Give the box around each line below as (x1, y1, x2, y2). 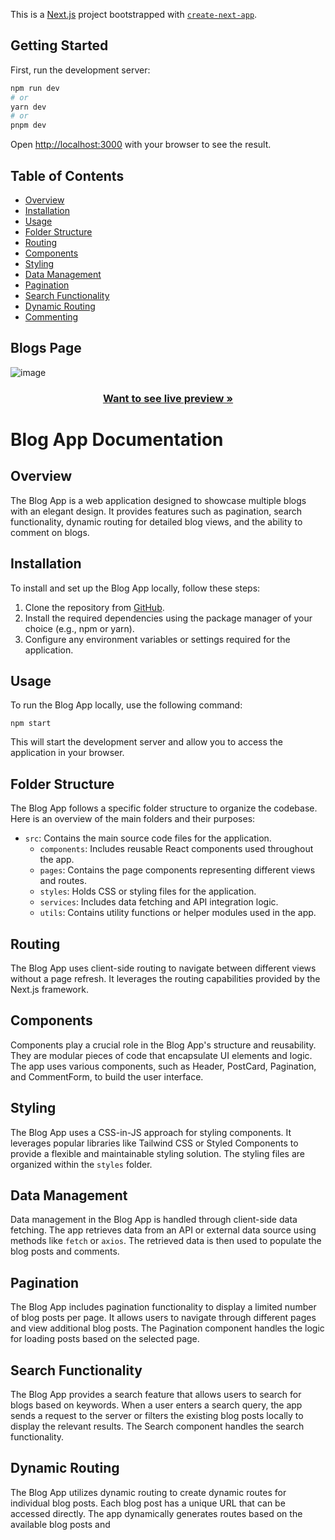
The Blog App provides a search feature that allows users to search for (10, 1389, 302, 1401)
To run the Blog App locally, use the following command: (10, 699, 243, 711)
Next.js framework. (10, 983, 89, 995)
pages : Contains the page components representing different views (39, 864, 316, 876)
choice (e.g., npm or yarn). (24, 622, 135, 634)
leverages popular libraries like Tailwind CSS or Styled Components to (10, 1137, 299, 1149)
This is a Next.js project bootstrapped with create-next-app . (10, 9, 258, 20)
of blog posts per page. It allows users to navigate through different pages (10, 1312, 317, 1324)
